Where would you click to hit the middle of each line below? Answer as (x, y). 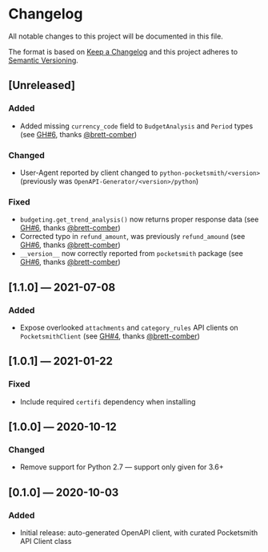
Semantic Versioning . (43, 60)
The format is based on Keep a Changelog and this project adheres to (123, 51)
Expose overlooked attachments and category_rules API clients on (129, 327)
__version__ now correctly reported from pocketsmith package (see (132, 254)
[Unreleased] (42, 85)
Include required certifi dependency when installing (108, 401)
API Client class (46, 541)
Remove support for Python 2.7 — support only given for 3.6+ (122, 467)
